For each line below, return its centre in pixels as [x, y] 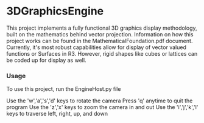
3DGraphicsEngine [55, 11]
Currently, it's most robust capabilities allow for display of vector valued [97, 47]
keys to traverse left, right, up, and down [57, 114]
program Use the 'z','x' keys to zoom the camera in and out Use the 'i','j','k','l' [102, 107]
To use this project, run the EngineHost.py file [64, 89]
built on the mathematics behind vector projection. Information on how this [100, 34]
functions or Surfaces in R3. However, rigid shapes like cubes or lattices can [102, 53]
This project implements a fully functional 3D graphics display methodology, [102, 28]
